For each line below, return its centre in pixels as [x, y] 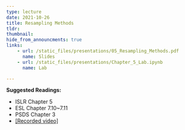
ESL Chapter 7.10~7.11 [41, 108]
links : [14, 46]
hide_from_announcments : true [44, 40]
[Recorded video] [36, 121]
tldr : [13, 29]
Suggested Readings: [34, 90]
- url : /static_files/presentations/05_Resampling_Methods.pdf [98, 51]
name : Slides [39, 57]
